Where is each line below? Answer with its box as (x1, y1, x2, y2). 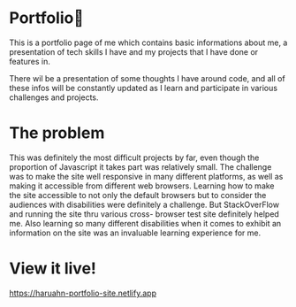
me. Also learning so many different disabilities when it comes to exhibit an (9, 218, 282, 228)
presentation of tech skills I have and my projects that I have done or (9, 46, 259, 57)
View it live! (9, 258, 97, 279)
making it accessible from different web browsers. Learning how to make (9, 180, 276, 191)
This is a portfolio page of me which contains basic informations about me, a (9, 37, 288, 48)
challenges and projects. (9, 92, 99, 103)
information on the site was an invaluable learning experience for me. (9, 227, 262, 238)
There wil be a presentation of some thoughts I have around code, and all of (9, 73, 285, 83)
